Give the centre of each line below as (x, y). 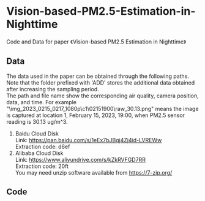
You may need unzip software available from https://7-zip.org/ (94, 172)
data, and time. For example (41, 102)
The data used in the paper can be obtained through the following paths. (98, 76)
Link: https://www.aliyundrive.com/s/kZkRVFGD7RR (80, 159)
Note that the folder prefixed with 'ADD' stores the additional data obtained (100, 82)
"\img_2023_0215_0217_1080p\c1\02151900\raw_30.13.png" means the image (102, 108)
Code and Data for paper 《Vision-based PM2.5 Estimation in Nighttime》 (96, 42)
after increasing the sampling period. (53, 89)
